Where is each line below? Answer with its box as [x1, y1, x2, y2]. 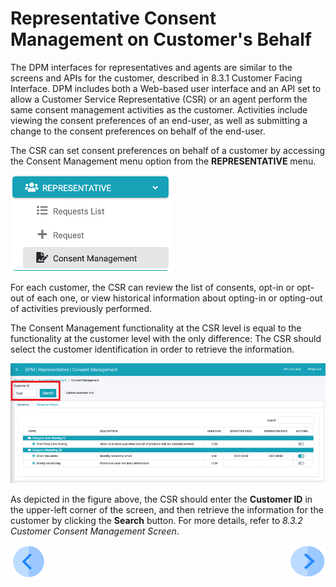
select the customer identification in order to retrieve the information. [10, 343, 295, 355]
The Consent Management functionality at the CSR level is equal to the [10, 322, 302, 334]
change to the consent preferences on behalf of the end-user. [10, 125, 266, 137]
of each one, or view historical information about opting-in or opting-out [26, 292, 323, 304]
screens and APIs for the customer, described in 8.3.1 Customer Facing [10, 72, 303, 84]
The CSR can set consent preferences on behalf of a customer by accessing [10, 144, 326, 156]
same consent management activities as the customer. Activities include [10, 103, 308, 116]
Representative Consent [10, 7, 217, 30]
